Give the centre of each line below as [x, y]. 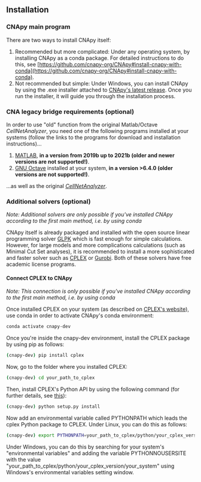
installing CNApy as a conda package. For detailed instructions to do [99, 58]
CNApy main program [38, 27]
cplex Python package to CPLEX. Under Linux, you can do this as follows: [97, 424]
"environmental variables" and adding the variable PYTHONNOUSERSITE [96, 453]
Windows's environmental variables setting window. [70, 472]
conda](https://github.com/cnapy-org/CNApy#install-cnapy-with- [96, 71]
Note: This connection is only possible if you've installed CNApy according [98, 291]
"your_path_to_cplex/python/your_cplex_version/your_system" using [90, 466]
